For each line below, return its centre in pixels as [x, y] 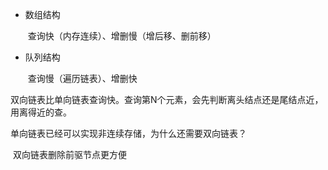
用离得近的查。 [41, 112]
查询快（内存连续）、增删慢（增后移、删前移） [122, 36]
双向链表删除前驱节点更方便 [69, 154]
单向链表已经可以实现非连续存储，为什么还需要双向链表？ [128, 133]
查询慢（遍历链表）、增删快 [82, 78]
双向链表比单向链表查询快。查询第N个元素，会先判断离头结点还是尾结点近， [167, 99]
